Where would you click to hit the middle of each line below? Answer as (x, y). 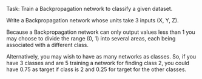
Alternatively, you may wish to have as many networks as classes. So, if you (101, 56)
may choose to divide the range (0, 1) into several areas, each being (91, 38)
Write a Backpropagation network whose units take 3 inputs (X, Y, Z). (93, 20)
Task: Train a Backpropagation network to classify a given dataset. (89, 9)
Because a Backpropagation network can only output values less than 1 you (101, 32)
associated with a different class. (48, 45)
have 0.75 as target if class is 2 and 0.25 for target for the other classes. (96, 69)
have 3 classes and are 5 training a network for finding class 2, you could (98, 63)
